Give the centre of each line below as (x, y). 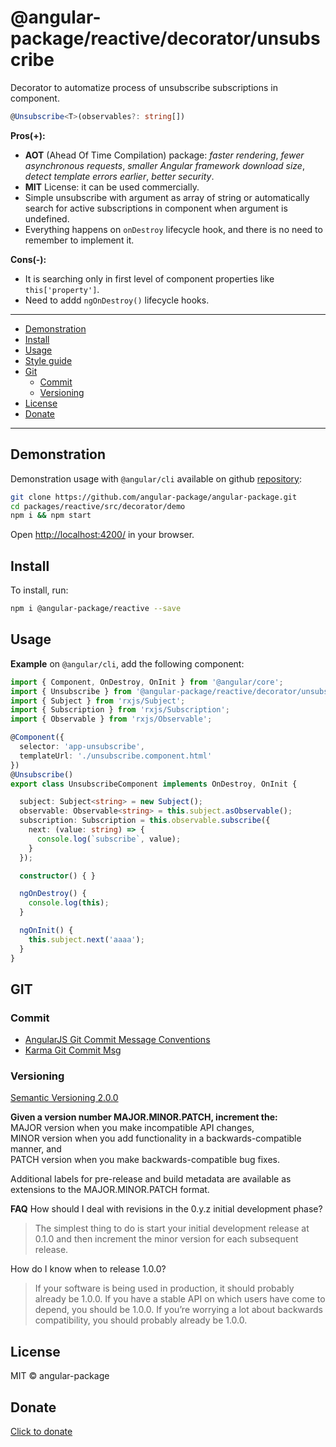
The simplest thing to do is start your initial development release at (172, 1228)
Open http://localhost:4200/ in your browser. (102, 535)
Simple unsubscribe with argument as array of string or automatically (167, 197)
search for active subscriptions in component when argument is (156, 208)
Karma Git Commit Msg (73, 1050)
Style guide (48, 360)
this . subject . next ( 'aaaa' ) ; (86, 939)
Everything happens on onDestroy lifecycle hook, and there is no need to (173, 229)
